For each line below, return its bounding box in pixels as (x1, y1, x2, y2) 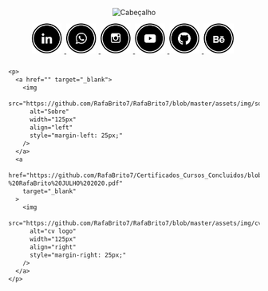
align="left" (29, 124, 73, 132)
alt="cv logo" (29, 227, 77, 235)
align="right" (29, 243, 77, 251)
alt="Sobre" (29, 108, 69, 116)
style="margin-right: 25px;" (29, 251, 127, 259)
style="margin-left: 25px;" (29, 132, 124, 140)
